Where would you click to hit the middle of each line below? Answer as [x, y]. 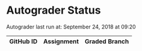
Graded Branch [107, 41]
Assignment [61, 41]
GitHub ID [23, 41]
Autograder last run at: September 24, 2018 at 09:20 [71, 27]
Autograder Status [54, 10]
